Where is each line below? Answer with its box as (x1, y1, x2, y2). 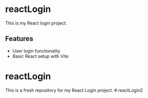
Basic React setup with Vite (12, 53, 69, 59)
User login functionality (12, 47, 61, 53)
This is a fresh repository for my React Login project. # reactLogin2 (5, 87, 143, 93)
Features (5, 34, 33, 43)
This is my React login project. (5, 20, 67, 26)
